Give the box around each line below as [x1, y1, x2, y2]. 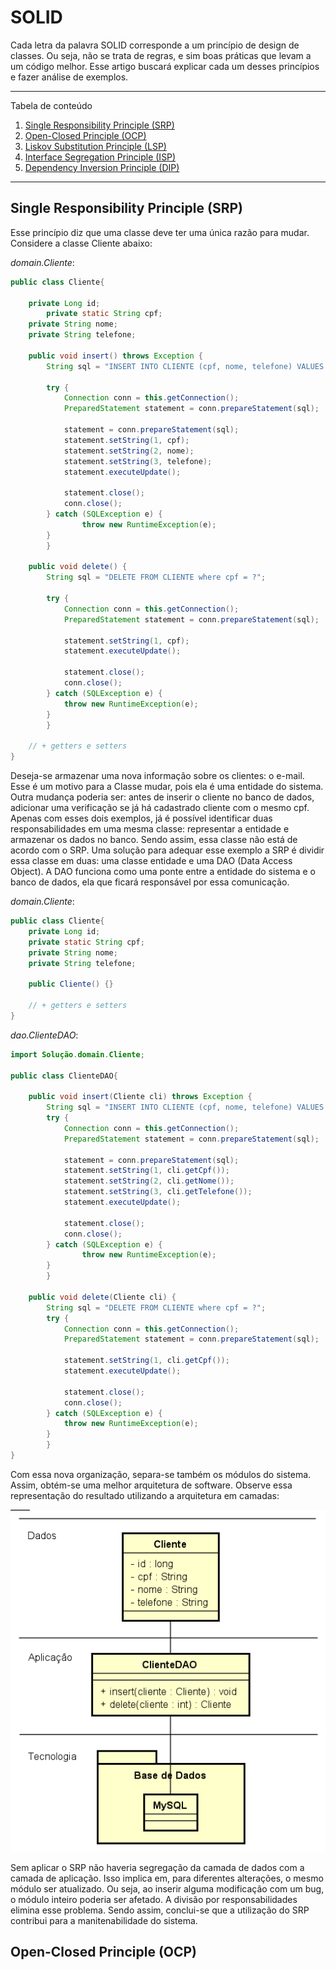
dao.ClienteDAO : [10, 1029, 79, 1041]
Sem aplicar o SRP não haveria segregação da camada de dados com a [10, 1861, 305, 1873]
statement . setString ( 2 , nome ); [63, 446, 195, 456]
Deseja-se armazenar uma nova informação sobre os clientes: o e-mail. [10, 770, 305, 781]
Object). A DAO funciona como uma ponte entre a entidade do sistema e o [10, 866, 316, 877]
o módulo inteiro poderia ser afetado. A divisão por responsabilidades [10, 1893, 298, 1905]
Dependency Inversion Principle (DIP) [24, 161, 180, 173]
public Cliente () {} [28, 979, 114, 990]
